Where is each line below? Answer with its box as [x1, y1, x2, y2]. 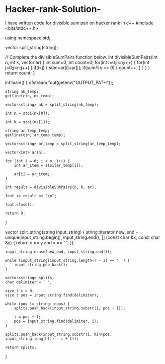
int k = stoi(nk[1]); [5, 119, 50, 125]
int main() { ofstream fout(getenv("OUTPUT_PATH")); [5, 79, 113, 85]
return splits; [5, 345, 37, 350]
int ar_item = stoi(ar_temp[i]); [14, 163, 83, 168]
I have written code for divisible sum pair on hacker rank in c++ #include [5, 20, 154, 26]
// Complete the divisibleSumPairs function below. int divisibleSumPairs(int [5, 54, 158, 60]
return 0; [5, 211, 26, 216]
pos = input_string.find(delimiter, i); [14, 319, 99, 324]
